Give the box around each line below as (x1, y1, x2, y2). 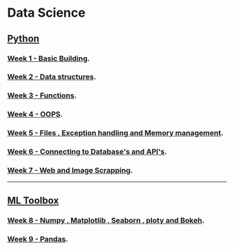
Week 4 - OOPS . (7, 109, 63, 119)
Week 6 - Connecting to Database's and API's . (7, 147, 167, 157)
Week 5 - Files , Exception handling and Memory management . (7, 128, 224, 138)
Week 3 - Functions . (7, 91, 77, 100)
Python (7, 33, 40, 45)
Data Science (7, 5, 86, 21)
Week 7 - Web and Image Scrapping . (7, 166, 134, 175)
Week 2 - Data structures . (7, 72, 96, 81)
